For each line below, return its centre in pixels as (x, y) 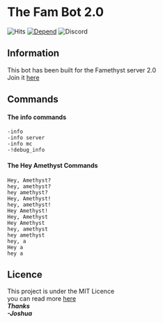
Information (33, 53)
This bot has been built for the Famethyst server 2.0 (82, 70)
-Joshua (20, 313)
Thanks (18, 306)
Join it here (23, 77)
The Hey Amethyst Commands (53, 165)
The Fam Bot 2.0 (56, 12)
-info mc (20, 144)
